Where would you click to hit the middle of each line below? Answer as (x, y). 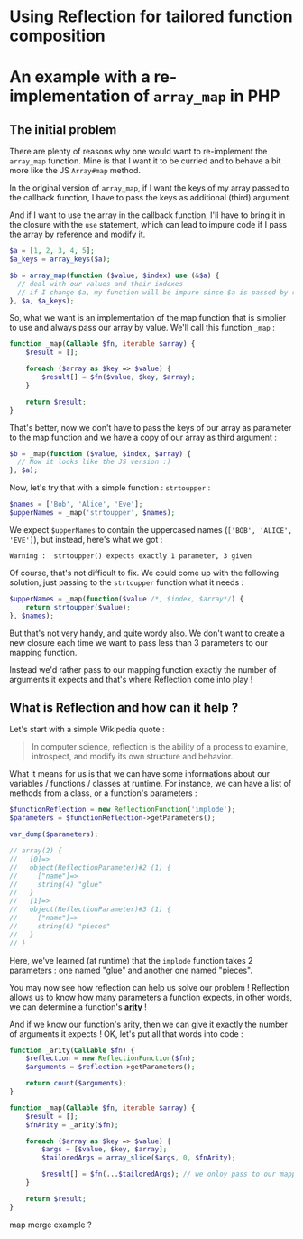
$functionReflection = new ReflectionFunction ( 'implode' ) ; (123, 810)
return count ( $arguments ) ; (76, 1084)
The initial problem (63, 130)
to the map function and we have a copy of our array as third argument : (143, 437)
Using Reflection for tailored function (151, 17)
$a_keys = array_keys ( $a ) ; (60, 259)
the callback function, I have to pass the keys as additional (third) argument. (150, 198)
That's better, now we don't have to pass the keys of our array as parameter (151, 427)
